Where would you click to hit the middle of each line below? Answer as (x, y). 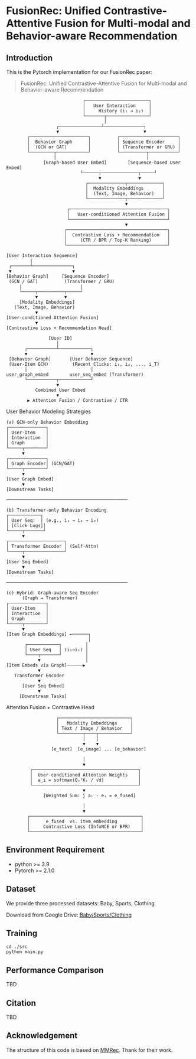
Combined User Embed (60, 390)
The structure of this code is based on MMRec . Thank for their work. (89, 1050)
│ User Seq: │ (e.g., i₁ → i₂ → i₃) (53, 521)
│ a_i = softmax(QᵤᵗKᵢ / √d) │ (86, 780)
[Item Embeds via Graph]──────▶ (46, 665)
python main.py (25, 952)
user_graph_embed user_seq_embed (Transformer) (75, 375)
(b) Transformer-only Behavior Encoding (57, 510)
